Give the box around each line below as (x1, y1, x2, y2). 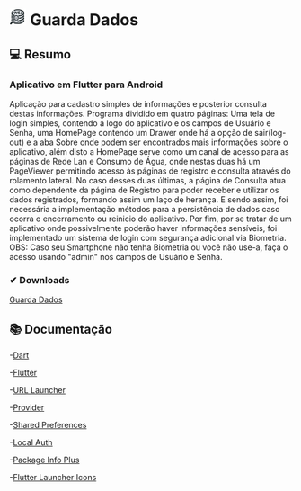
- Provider (9, 402, 45, 413)
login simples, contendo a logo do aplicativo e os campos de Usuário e (9, 117, 271, 129)
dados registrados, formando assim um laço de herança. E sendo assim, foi (9, 193, 288, 205)
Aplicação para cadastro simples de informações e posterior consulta (9, 98, 268, 109)
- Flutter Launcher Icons (9, 471, 97, 482)
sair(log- (254, 127, 287, 138)
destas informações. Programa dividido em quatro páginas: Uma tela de (9, 108, 276, 119)
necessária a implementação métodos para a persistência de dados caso (9, 203, 280, 214)
